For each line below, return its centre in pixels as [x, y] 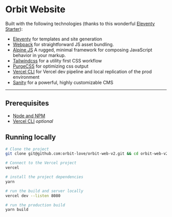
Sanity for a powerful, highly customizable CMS [63, 82]
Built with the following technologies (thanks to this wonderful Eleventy [80, 24]
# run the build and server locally [44, 191]
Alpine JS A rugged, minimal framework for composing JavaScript [82, 50]
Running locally [31, 137]
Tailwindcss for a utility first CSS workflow [57, 60]
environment [26, 77]
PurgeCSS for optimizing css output [50, 66]
